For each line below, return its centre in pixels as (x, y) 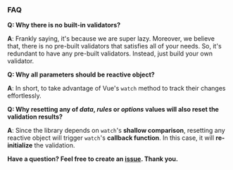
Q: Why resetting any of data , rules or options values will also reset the (113, 110)
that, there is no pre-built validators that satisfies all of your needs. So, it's (114, 46)
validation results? (35, 117)
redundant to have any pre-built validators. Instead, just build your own (110, 53)
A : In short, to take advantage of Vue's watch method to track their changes (117, 89)
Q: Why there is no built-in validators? (64, 25)
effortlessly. (25, 96)
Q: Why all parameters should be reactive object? (81, 74)
